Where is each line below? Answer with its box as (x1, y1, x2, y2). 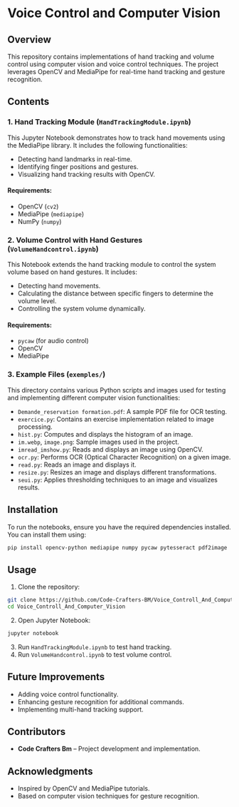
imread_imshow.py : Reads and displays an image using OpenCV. (17, 445, 204, 454)
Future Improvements (7, 671, 105, 683)
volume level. (17, 297, 57, 305)
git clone (7, 597, 37, 604)
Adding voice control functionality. (17, 690, 119, 699)
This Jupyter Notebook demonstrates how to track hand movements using (7, 133, 225, 142)
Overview (7, 34, 52, 46)
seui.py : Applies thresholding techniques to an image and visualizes (17, 475, 218, 484)
